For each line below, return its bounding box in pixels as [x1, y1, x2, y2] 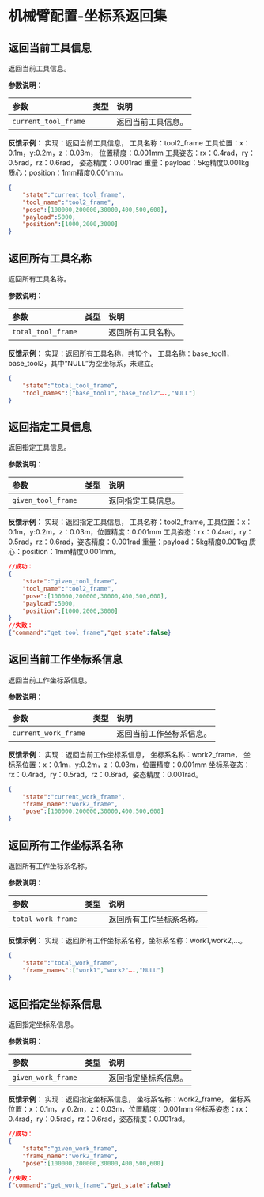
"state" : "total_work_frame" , [22, 958, 119, 967]
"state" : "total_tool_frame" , [22, 381, 119, 390]
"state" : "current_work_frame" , [22, 792, 126, 801]
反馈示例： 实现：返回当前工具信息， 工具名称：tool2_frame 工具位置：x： [8, 138, 251, 147]
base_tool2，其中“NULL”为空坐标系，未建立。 [8, 358, 158, 368]
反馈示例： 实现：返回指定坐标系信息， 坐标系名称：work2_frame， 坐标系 [8, 1094, 251, 1104]
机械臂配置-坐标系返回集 [8, 7, 168, 25]
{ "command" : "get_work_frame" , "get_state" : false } [8, 1181, 172, 1190]
